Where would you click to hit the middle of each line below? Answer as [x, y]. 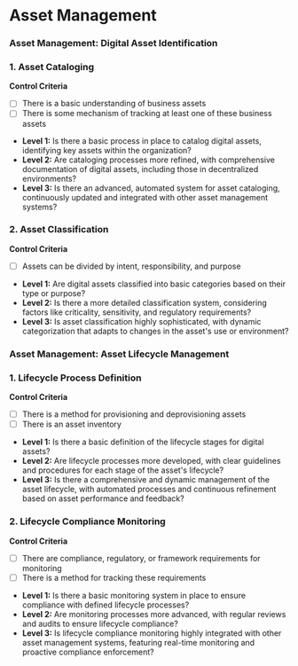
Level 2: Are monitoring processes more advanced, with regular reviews [154, 614]
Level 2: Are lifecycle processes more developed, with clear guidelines [151, 461]
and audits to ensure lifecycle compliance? [100, 623]
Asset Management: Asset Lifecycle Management [119, 354]
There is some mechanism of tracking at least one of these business [147, 114]
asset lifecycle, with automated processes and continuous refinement [149, 490]
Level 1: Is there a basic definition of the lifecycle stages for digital [143, 442]
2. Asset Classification [59, 230]
